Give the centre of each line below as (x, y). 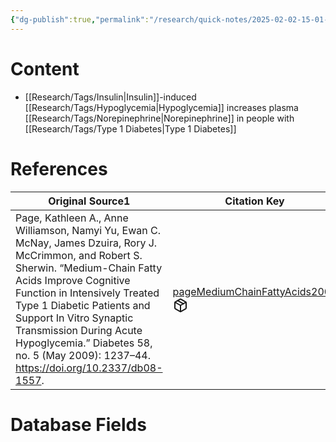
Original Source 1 (89, 201)
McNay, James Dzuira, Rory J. (86, 243)
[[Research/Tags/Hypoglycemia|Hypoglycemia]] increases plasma (161, 107)
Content (45, 68)
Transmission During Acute (79, 330)
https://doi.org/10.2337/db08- (89, 368)
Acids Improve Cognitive (73, 280)
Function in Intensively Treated (87, 293)
